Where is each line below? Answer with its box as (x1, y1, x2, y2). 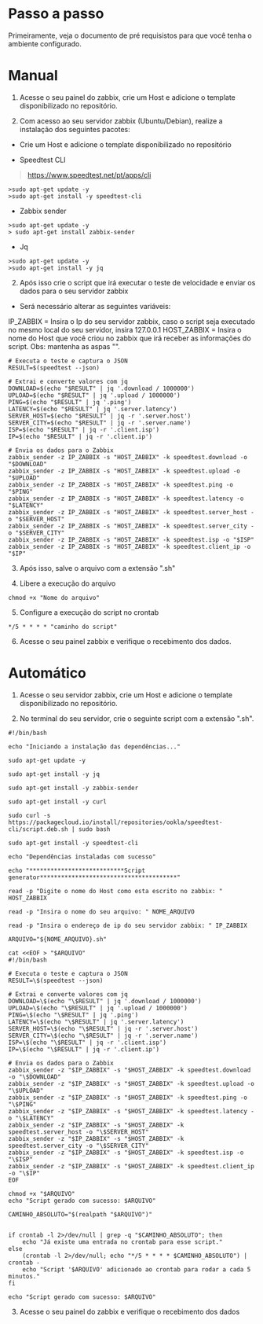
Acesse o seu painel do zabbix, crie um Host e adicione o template (19, 92, 236, 102)
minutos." (8, 1272, 41, 1280)
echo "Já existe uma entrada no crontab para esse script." (22, 1238, 223, 1246)
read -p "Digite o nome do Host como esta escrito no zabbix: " (8, 887, 223, 895)
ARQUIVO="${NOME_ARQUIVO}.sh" (8, 935, 108, 943)
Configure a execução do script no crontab (19, 607, 159, 617)
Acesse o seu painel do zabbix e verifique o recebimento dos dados (19, 1307, 240, 1316)
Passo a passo (8, 5, 104, 23)
